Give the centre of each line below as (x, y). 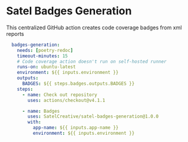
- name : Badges (41, 111)
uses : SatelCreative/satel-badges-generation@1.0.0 (93, 117)
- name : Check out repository (59, 95)
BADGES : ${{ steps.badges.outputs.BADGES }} (78, 84)
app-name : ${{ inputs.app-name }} (75, 128)
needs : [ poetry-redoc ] (45, 50)
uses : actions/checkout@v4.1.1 (67, 100)
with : (35, 122)
